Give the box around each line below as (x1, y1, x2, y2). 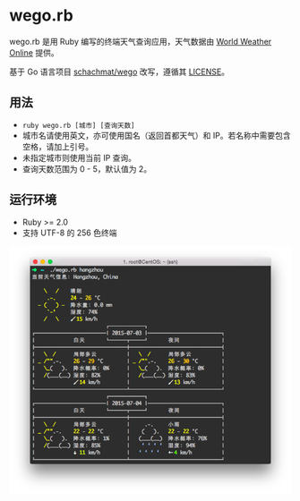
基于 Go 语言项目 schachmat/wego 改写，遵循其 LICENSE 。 (9, 66, 230, 77)
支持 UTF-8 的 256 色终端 (21, 227, 117, 238)
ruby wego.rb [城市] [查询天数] (21, 121, 135, 130)
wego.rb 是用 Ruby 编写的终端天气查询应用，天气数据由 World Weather (9, 36, 272, 47)
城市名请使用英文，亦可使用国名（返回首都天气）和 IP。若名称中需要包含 (21, 130, 291, 140)
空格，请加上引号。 (21, 140, 94, 152)
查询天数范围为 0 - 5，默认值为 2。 (21, 163, 152, 174)
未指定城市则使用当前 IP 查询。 (21, 152, 137, 163)
